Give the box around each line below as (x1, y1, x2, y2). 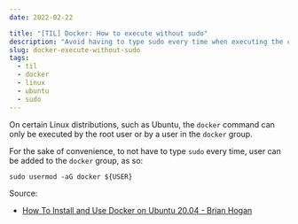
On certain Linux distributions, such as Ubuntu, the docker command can (9, 119, 275, 129)
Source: (9, 188, 38, 198)
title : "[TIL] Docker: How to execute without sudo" (9, 28, 208, 38)
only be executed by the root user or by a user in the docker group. (9, 128, 253, 139)
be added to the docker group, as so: (9, 155, 144, 166)
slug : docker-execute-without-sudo (9, 45, 141, 54)
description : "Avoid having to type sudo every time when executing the (9, 37, 284, 46)
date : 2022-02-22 (9, 12, 74, 22)
